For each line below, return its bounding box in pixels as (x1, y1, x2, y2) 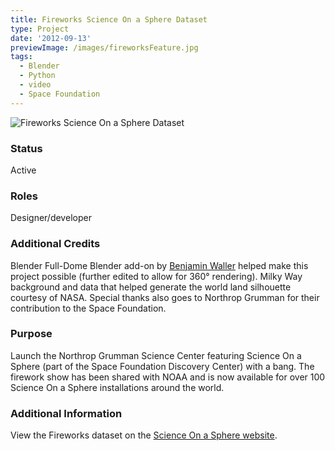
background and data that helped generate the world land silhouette (10, 281, 292, 293)
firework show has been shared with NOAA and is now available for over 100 (10, 371, 326, 383)
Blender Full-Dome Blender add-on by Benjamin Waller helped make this (10, 259, 309, 271)
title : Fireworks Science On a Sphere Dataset (10, 14, 208, 25)
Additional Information (10, 406, 123, 420)
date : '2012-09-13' (10, 33, 92, 43)
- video (19, 80, 52, 90)
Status (10, 141, 43, 155)
